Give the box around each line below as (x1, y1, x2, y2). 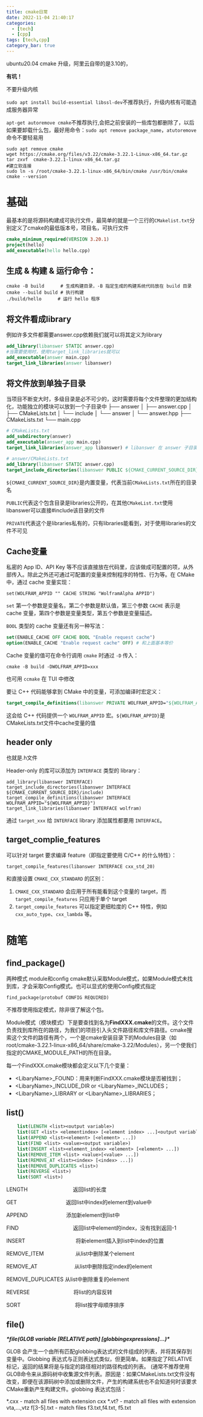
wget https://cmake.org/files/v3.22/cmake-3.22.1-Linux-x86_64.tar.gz (6, 151, 188, 157)
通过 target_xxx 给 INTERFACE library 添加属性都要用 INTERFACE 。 (6, 816, 165, 824)
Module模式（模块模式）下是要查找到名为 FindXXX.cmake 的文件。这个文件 (6, 1019, 194, 1026)
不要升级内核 (6, 85, 38, 92)
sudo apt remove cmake (6, 146, 63, 152)
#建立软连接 (6, 163, 32, 169)
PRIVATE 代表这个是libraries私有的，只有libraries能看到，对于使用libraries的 (6, 519, 192, 526)
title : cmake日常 (6, 8, 48, 15)
